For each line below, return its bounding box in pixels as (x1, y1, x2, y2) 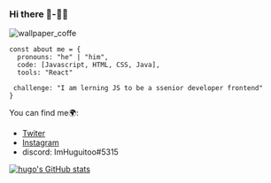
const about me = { (9, 45, 81, 54)
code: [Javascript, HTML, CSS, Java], (17, 61, 161, 70)
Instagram (21, 137, 59, 149)
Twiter (21, 128, 46, 139)
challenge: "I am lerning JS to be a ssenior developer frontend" (12, 84, 264, 93)
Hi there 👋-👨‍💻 (9, 8, 69, 20)
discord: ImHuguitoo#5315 (21, 147, 120, 157)
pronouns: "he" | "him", (17, 53, 109, 62)
